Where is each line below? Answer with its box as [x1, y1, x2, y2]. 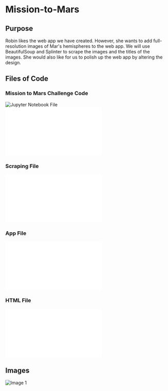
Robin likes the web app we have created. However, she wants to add [5, 38, 153, 44]
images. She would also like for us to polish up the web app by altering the [5, 54, 163, 60]
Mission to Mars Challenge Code [5, 90, 88, 97]
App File [5, 230, 27, 237]
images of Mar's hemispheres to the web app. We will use [27, 43, 150, 49]
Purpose [5, 24, 33, 33]
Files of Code [5, 75, 49, 83]
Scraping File [5, 162, 39, 170]
